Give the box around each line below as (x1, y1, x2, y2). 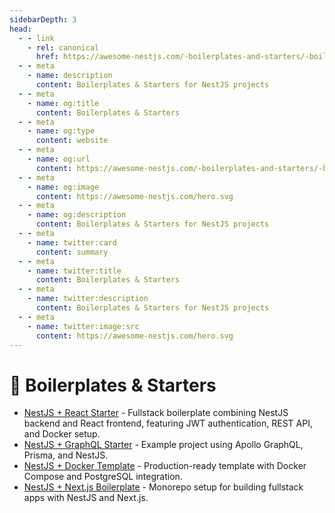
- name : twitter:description (27, 294, 149, 304)
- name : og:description (27, 210, 127, 220)
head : (9, 24, 32, 34)
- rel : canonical (27, 42, 100, 53)
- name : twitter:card (27, 237, 117, 248)
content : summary (35, 247, 109, 257)
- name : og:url (27, 154, 91, 164)
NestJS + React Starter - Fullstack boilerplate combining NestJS (23, 407, 289, 419)
